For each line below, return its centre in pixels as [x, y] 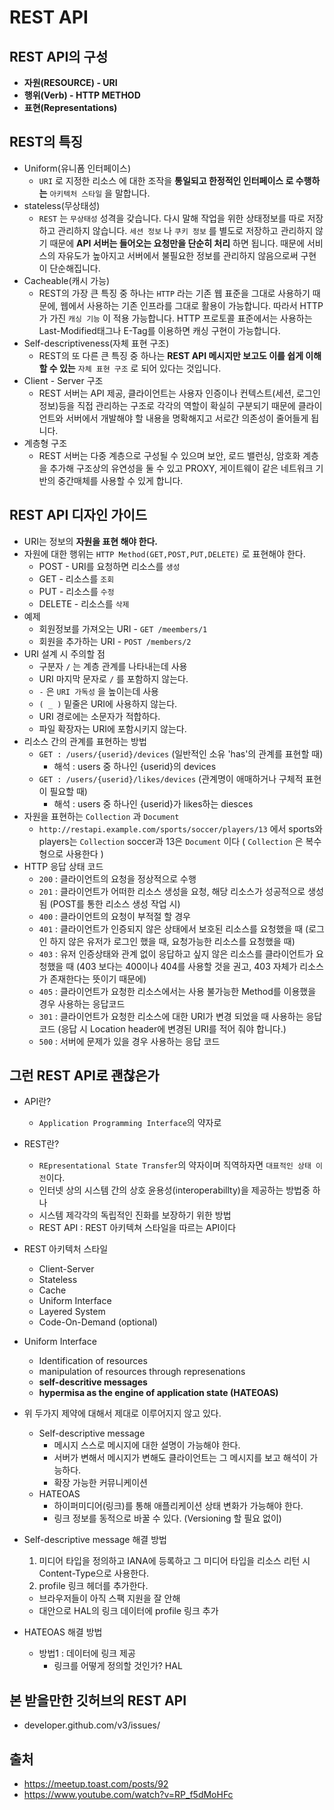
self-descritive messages [93, 1382]
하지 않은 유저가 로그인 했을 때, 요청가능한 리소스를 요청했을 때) [172, 941]
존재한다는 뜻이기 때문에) [98, 978]
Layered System [72, 1312]
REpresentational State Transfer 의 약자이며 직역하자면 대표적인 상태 [175, 1165]
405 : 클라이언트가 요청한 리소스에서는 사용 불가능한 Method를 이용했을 [177, 991]
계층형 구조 [45, 443]
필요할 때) [68, 791]
